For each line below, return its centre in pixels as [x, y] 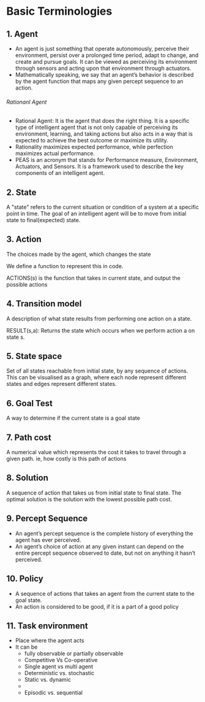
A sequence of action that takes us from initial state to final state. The [94, 493]
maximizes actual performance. [55, 153]
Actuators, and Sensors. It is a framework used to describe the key [99, 166]
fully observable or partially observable [74, 654]
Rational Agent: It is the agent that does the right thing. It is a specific [102, 121]
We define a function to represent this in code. [65, 266]
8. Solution [28, 478]
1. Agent [22, 34]
